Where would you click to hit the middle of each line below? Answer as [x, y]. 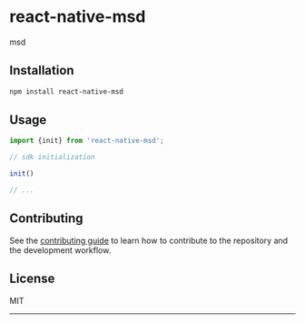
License [32, 279]
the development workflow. [60, 250]
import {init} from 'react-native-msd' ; [87, 141]
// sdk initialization [52, 157]
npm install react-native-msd [67, 91]
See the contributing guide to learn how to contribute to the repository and [149, 240]
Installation [42, 71]
